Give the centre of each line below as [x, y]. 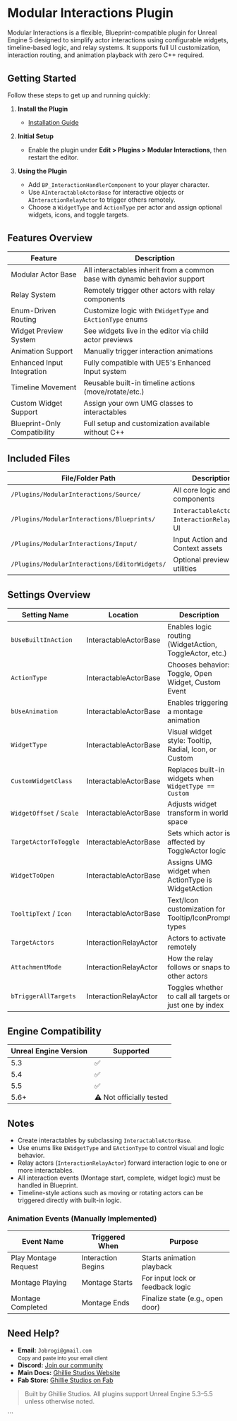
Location [123, 615]
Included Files [39, 458]
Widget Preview [37, 331]
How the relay [190, 958]
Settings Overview [49, 595]
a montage [185, 711]
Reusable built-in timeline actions [139, 382]
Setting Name [45, 615]
